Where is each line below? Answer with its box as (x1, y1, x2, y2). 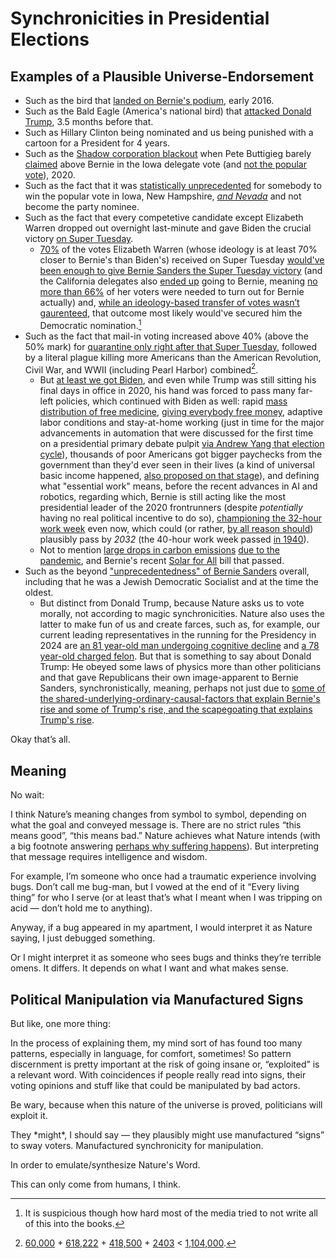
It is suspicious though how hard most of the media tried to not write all (24, 1207, 318, 1219)
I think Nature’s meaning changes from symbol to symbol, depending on (10, 808, 307, 821)
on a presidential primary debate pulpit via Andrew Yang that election (39, 438, 325, 450)
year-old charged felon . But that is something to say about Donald (39, 650, 312, 662)
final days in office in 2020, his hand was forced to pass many (39, 385, 296, 397)
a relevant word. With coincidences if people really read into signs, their (10, 1068, 307, 1081)
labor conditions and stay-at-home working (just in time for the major (39, 417, 325, 429)
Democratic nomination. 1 (39, 318, 142, 331)
